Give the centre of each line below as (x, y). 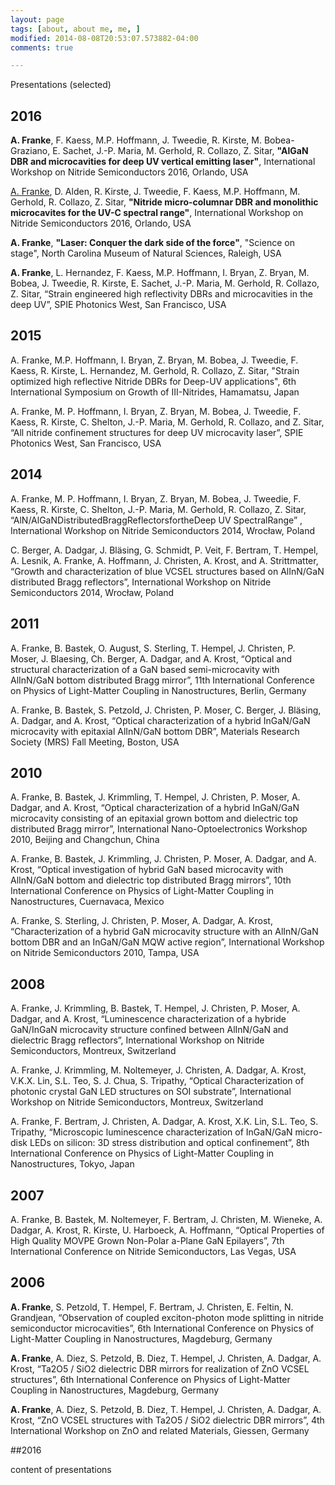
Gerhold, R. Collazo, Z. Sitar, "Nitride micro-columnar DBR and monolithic (164, 202)
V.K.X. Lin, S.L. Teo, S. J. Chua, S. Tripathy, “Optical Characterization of (157, 1081)
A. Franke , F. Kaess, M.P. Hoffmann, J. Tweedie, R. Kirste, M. (136, 140)
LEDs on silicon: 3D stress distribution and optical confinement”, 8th (169, 1143)
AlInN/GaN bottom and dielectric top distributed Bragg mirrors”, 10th (151, 880)
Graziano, (30, 151)
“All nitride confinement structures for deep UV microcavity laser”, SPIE (157, 432)
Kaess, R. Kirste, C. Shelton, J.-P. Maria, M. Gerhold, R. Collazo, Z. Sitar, (158, 509)
